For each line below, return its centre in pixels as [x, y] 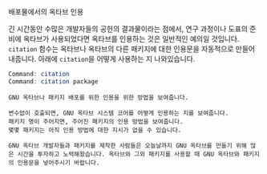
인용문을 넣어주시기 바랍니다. [59, 163]
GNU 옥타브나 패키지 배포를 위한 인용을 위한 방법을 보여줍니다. [99, 97]
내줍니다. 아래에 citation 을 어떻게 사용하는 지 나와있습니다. [102, 59]
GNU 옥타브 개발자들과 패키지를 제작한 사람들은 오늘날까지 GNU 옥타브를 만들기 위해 [127, 146]
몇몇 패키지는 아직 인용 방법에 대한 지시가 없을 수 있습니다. [95, 130]
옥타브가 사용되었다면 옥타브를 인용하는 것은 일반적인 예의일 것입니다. [131, 39]
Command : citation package [53, 81]
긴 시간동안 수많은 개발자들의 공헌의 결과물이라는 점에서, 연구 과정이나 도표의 [128, 29]
